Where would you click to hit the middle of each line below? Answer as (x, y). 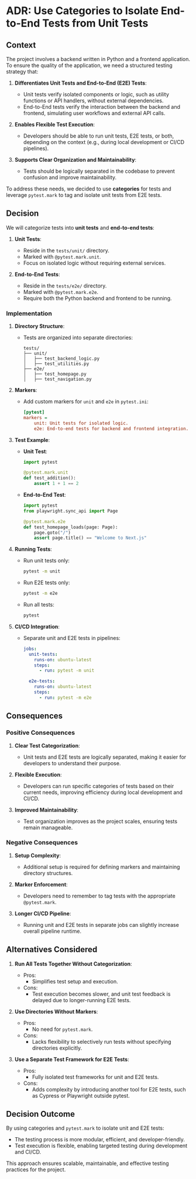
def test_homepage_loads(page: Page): (71, 527)
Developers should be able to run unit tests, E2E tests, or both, (99, 136)
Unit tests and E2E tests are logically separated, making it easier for (105, 757)
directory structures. (48, 873)
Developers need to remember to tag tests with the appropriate (99, 896)
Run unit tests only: (47, 561)
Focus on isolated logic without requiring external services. (94, 263)
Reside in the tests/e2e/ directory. (65, 286)
